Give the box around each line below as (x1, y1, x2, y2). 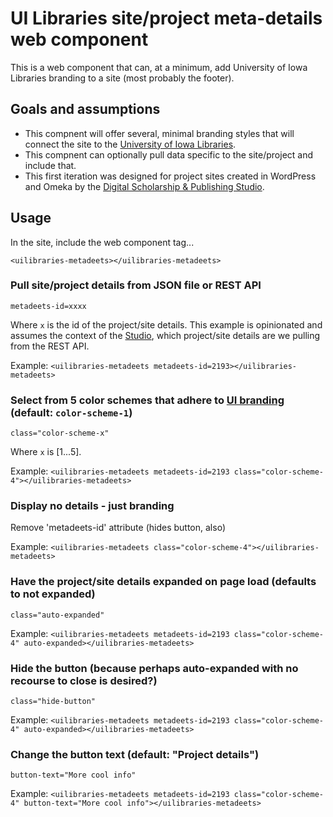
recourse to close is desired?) (10, 673, 158, 687)
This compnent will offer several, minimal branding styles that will (24, 127, 295, 139)
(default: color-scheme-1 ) (10, 405, 133, 419)
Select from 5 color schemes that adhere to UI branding (10, 393, 285, 407)
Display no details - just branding (10, 499, 175, 513)
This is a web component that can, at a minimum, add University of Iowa (10, 61, 308, 73)
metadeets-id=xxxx (10, 301, 87, 311)
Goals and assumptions (10, 101, 161, 118)
